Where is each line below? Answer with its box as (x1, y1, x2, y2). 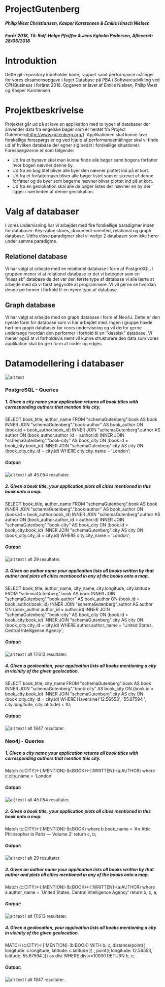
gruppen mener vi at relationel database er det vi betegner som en (5, 271, 140, 277)
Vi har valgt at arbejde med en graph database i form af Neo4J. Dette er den (5, 314, 160, 320)
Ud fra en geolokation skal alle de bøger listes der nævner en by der (12, 183, 151, 189)
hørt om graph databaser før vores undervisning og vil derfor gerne (5, 324, 142, 330)
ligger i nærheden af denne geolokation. (12, 189, 94, 195)
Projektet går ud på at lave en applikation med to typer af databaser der (5, 121, 150, 127)
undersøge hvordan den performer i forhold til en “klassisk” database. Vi (5, 330, 152, 336)
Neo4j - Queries (5, 738, 44, 745)
